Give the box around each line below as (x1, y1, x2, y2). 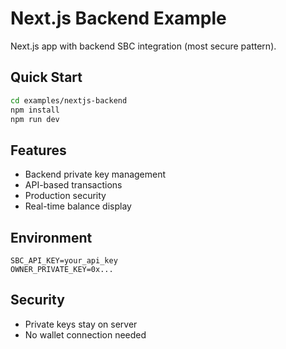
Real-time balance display (24, 200, 132, 212)
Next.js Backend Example (10, 7, 227, 30)
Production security (24, 190, 107, 202)
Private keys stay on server (24, 318, 138, 330)
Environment (10, 229, 93, 246)
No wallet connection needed (24, 328, 147, 341)
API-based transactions (24, 179, 123, 191)
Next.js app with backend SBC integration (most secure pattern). (10, 40, 277, 52)
